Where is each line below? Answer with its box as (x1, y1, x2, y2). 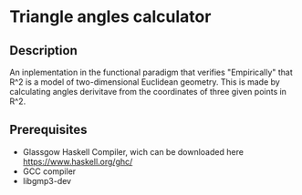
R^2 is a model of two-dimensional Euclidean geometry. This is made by (9, 77, 280, 87)
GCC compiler (22, 166, 77, 177)
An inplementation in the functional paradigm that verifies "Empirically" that (9, 67, 294, 77)
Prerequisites (9, 122, 88, 138)
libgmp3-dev (22, 175, 71, 186)
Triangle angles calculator (9, 6, 212, 27)
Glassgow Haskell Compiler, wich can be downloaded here (22, 146, 245, 157)
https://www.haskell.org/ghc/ (22, 156, 133, 167)
